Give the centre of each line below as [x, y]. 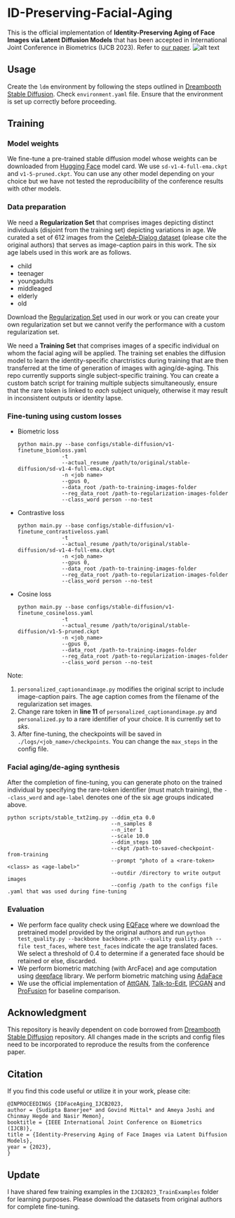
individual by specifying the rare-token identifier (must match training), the [115, 790]
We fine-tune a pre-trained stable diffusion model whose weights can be [112, 159]
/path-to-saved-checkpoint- [174, 849]
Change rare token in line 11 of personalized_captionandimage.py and [117, 711]
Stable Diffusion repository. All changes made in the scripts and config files [116, 1037]
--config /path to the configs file [164, 886]
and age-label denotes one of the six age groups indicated [128, 797]
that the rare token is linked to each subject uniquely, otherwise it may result [117, 390]
